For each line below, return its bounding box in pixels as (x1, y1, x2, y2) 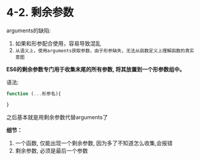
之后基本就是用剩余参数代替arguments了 (6, 113, 109, 120)
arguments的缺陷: (6, 27, 51, 34)
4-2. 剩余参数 (6, 5, 74, 19)
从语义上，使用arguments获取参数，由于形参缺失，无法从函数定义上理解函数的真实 (15, 47, 195, 54)
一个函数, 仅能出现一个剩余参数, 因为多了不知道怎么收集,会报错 (15, 139, 173, 147)
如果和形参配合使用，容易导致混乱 (15, 40, 101, 47)
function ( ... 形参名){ (6, 91, 62, 97)
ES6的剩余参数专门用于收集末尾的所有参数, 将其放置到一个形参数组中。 (6, 65, 185, 73)
